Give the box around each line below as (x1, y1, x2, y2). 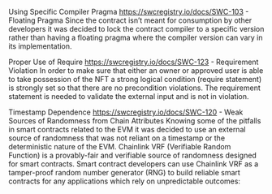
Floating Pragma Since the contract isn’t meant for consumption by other (8, 15, 253, 25)
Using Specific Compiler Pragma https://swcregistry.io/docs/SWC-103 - (8, 7, 249, 16)
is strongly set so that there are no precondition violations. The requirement (8, 83, 261, 93)
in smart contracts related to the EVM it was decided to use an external (8, 125, 246, 134)
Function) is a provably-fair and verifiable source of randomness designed (8, 150, 257, 160)
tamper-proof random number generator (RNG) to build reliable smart (8, 168, 241, 177)
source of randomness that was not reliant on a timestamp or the (8, 133, 226, 143)
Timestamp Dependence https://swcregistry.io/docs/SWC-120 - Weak (8, 107, 244, 117)
